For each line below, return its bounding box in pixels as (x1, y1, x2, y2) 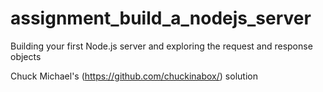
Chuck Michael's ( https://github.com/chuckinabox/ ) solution (10, 70, 258, 82)
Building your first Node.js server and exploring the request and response (10, 40, 313, 52)
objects (10, 50, 42, 62)
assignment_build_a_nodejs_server (10, 7, 312, 30)
